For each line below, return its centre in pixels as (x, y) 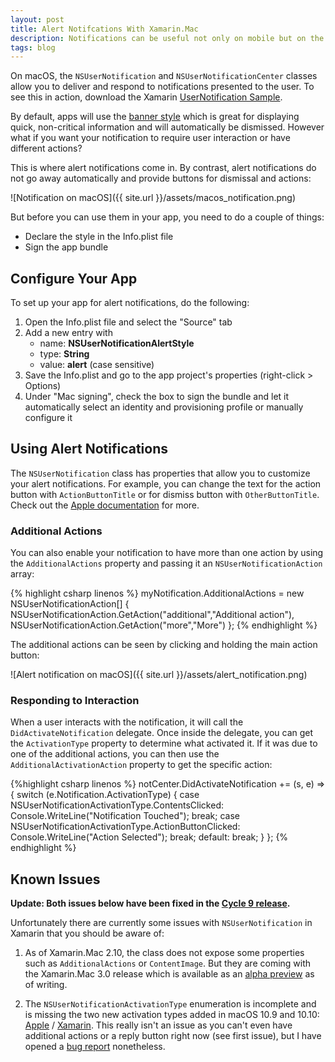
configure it (48, 418)
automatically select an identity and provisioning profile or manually (164, 407)
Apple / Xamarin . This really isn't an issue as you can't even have (158, 1025)
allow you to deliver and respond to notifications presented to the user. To (162, 87)
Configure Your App (74, 278)
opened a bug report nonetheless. (95, 1047)
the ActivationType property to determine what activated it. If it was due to (164, 743)
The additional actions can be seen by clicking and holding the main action (164, 645)
